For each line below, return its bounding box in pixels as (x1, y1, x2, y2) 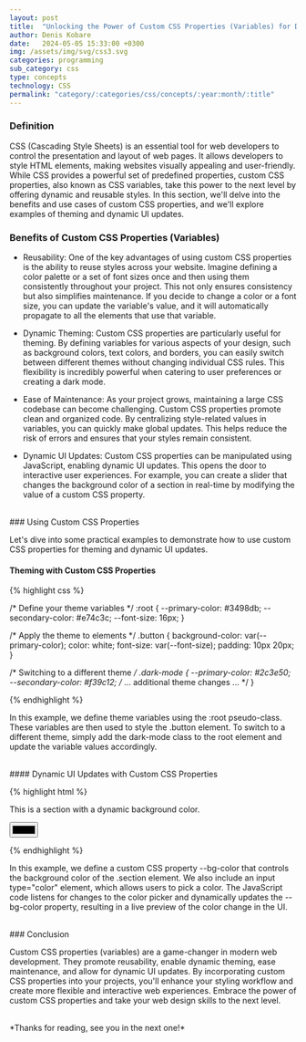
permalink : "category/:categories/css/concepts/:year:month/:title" (9, 89, 275, 99)
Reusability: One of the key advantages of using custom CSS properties (22, 252, 292, 263)
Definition (9, 120, 55, 132)
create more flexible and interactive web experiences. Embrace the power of (9, 985, 297, 996)
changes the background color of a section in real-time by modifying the (22, 480, 296, 491)
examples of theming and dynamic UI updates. (9, 208, 185, 219)
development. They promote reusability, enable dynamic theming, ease (9, 956, 276, 967)
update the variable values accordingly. (9, 741, 158, 753)
